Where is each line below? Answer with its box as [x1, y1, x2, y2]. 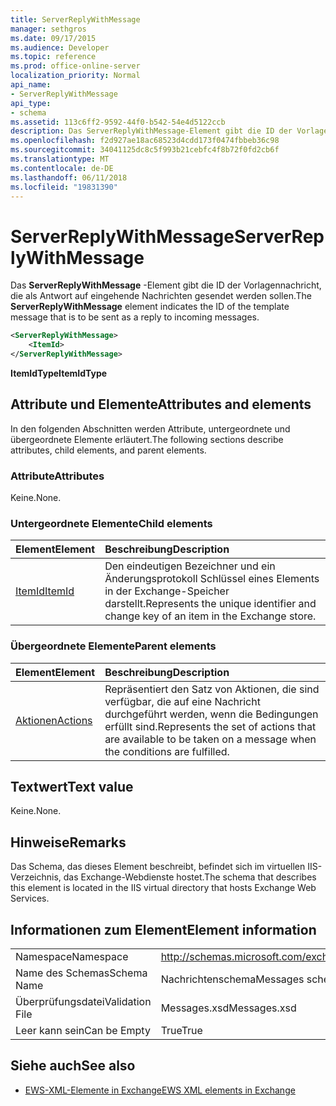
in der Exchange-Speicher [104, 584, 230, 598]
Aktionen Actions [15, 713, 93, 727]
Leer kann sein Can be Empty [15, 1024, 151, 1038]
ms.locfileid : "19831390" [10, 182, 118, 192]
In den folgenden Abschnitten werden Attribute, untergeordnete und [10, 422, 291, 435]
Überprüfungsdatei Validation [15, 995, 152, 1009]
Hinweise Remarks [10, 834, 127, 851]
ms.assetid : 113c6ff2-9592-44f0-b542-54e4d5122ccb [10, 117, 226, 127]
